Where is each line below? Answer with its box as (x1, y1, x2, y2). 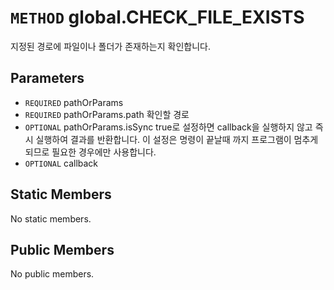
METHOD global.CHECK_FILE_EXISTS (10, 6, 305, 29)
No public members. (10, 268, 95, 280)
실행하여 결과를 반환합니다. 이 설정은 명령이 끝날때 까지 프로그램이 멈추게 (35, 133, 319, 145)
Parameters (10, 70, 85, 87)
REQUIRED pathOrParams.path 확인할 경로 (24, 108, 190, 120)
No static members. (10, 212, 92, 225)
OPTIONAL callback (24, 157, 99, 169)
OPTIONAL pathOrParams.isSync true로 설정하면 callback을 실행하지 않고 (24, 121, 313, 133)
